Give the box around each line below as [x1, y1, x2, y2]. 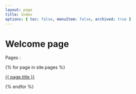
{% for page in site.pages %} [5, 64, 65, 70]
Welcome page [5, 38, 69, 49]
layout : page [5, 7, 33, 12]
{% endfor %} [5, 83, 34, 90]
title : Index [5, 12, 33, 17]
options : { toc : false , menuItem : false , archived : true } [5, 16, 131, 21]
